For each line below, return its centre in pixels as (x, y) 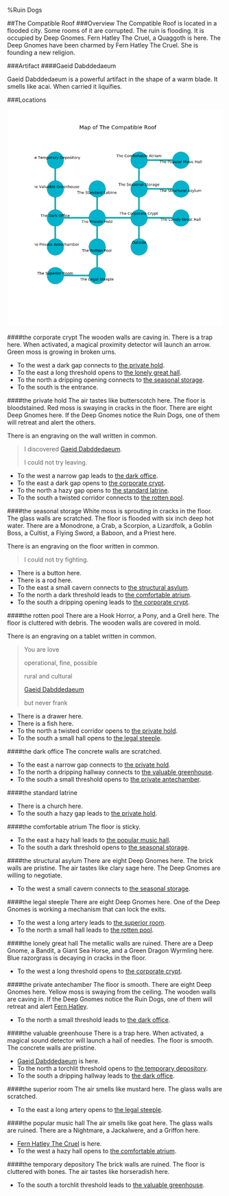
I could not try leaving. (56, 462)
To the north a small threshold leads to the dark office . (94, 1020)
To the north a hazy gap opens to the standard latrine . (93, 490)
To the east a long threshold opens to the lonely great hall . (99, 372)
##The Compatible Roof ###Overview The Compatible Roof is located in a (112, 23)
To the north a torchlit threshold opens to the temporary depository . (112, 1068)
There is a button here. (49, 573)
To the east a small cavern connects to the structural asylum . (103, 587)
